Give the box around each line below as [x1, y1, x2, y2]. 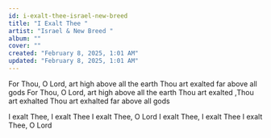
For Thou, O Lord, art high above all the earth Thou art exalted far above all [8, 78, 258, 89]
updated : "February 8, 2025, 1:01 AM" [8, 57, 139, 65]
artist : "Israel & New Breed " [8, 27, 114, 35]
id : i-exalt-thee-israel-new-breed [8, 11, 128, 20]
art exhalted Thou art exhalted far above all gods [8, 96, 171, 106]
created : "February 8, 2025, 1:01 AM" [8, 49, 139, 57]
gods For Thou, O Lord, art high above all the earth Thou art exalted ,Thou [8, 87, 254, 97]
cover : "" [8, 42, 42, 50]
